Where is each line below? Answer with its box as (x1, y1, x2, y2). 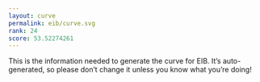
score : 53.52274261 (8, 34, 74, 43)
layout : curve (8, 11, 57, 20)
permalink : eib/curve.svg (8, 19, 95, 27)
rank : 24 (8, 27, 38, 35)
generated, (8, 65, 45, 75)
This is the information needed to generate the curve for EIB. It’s (8, 56, 221, 66)
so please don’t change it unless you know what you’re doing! (46, 65, 252, 75)
